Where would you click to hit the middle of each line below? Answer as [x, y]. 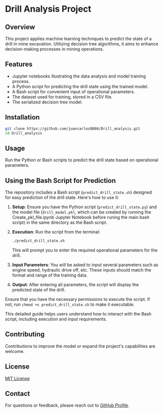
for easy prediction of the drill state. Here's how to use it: [62, 197]
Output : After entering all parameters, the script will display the [75, 284]
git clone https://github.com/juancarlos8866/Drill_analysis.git [72, 128]
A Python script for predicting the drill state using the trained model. [80, 86]
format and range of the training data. [50, 275]
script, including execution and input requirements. [56, 319]
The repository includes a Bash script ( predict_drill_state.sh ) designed [79, 192]
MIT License [18, 378]
